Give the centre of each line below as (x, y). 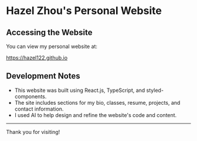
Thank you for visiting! (33, 132)
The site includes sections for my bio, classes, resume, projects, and (97, 102)
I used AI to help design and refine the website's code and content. (96, 115)
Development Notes (43, 76)
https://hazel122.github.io (37, 58)
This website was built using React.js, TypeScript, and (80, 90)
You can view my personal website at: (52, 46)
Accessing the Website (49, 32)
